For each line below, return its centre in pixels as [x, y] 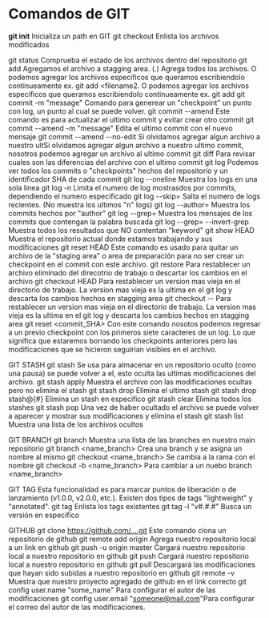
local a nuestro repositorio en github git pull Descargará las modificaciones [132, 564]
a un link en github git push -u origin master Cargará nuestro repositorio [127, 547]
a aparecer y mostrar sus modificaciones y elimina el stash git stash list [126, 415]
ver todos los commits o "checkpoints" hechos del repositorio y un [118, 171]
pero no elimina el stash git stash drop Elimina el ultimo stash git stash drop [132, 390]
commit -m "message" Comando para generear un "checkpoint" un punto [130, 102]
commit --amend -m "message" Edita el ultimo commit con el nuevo [121, 128]
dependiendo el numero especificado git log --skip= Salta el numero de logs [134, 196]
